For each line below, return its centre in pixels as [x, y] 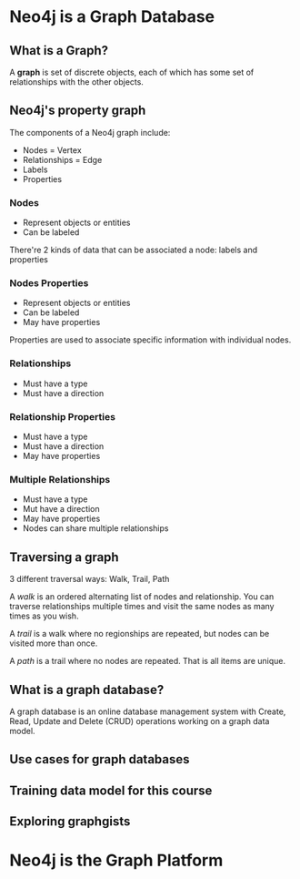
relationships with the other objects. [76, 82]
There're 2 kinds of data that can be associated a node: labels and [134, 250]
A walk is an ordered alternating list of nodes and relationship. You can [142, 597]
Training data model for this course [111, 790]
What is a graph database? [87, 690]
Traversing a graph [65, 557]
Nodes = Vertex [52, 150]
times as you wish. [44, 616]
